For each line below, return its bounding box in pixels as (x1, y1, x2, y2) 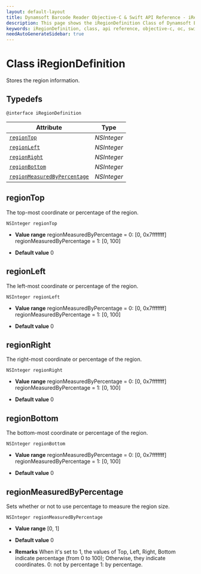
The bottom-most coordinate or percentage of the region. (6, 429, 148, 437)
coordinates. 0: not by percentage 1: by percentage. (14, 561, 143, 568)
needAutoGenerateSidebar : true (6, 31, 84, 37)
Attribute (35, 123, 63, 131)
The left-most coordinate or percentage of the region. (6, 282, 139, 289)
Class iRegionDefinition (6, 57, 126, 71)
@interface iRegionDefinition (6, 110, 82, 116)
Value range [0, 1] (14, 525, 60, 532)
